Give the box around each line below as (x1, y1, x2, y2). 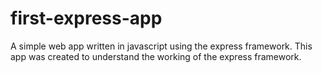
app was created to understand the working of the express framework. (10, 50, 302, 62)
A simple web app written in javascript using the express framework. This (10, 40, 313, 52)
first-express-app (10, 7, 163, 30)
